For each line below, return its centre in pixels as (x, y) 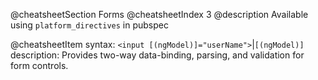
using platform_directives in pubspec (89, 25)
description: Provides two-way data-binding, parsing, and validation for (157, 55)
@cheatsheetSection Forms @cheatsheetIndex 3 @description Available (159, 14)
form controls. (39, 65)
